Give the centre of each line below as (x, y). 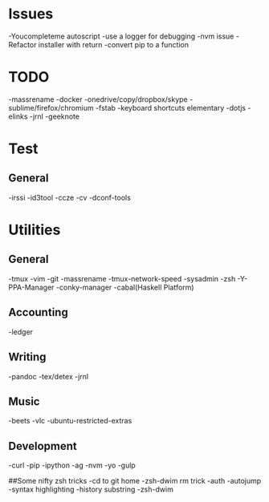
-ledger (21, 332)
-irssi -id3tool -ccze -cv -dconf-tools (69, 197)
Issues (31, 14)
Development (43, 446)
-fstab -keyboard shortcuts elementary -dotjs (171, 107)
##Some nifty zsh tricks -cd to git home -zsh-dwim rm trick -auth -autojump (135, 481)
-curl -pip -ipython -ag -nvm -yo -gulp (72, 465)
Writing (27, 357)
